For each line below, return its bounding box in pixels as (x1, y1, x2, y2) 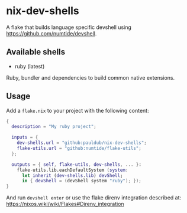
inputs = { (11, 135, 38, 140)
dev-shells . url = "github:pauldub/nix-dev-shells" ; (17, 140, 147, 146)
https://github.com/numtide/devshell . (6, 30, 97, 37)
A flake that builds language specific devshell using (6, 24, 132, 31)
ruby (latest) (14, 63, 45, 70)
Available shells (6, 47, 66, 57)
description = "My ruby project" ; (11, 124, 96, 130)
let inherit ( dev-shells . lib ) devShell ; (21, 172, 123, 178)
